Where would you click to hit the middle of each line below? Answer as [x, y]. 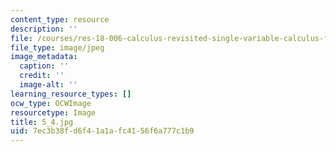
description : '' [44, 29]
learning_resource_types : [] [71, 94]
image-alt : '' [48, 85]
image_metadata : [44, 57]
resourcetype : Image [53, 112]
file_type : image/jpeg [57, 47]
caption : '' [44, 66]
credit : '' [42, 76]
